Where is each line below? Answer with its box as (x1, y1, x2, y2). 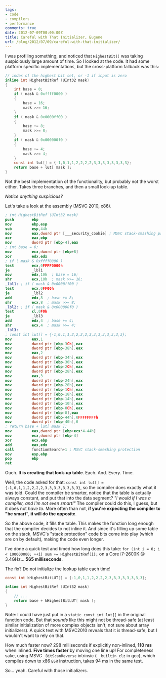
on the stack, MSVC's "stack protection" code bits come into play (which (5, 531, 154, 537)
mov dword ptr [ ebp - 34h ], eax (5, 355, 83, 360)
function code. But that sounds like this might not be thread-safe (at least (5, 617, 154, 623)
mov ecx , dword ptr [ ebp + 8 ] (5, 249, 79, 254)
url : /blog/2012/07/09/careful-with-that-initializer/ (5, 40, 121, 45)
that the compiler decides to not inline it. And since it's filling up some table (5, 526, 158, 532)
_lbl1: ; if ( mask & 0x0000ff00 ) (5, 281, 79, 287)
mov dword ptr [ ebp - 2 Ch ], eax (5, 364, 83, 369)
